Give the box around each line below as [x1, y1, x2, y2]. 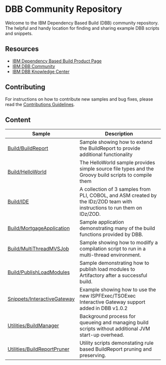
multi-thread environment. [80, 251, 141, 258]
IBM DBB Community [12, 63, 55, 69]
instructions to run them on [80, 204, 142, 211]
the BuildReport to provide [80, 145, 141, 152]
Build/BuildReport [7, 145, 48, 152]
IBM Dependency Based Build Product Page [12, 58, 102, 64]
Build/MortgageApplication [7, 225, 70, 232]
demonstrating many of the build [80, 225, 156, 232]
